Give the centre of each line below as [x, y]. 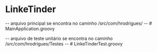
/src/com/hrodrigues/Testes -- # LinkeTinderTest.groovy [64, 43]
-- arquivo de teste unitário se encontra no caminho [59, 38]
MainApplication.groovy [30, 28]
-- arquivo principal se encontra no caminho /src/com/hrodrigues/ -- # [79, 23]
